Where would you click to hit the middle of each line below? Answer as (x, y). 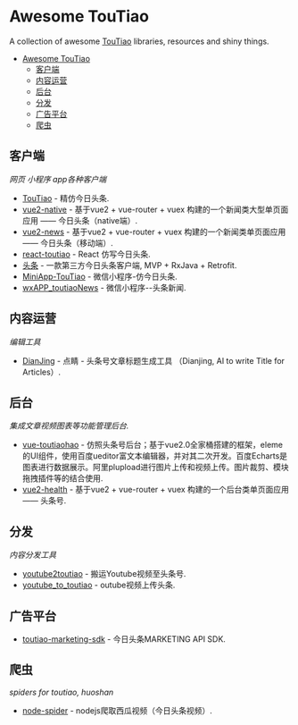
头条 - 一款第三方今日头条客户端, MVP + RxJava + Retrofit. (129, 265)
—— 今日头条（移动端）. (67, 242)
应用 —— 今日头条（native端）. (80, 220)
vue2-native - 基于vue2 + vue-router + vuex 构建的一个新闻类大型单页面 (155, 209)
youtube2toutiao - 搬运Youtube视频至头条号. (104, 574)
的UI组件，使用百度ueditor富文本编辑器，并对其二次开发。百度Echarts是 (155, 456)
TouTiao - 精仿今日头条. (66, 198)
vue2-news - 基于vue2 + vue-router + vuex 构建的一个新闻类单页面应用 (154, 232)
